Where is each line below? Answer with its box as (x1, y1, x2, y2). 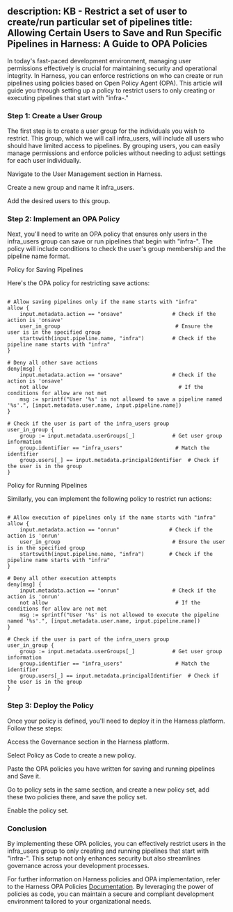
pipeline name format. (7, 252, 70, 260)
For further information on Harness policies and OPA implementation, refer (7, 875, 220, 883)
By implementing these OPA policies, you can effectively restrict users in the (7, 840, 226, 847)
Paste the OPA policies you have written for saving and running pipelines (7, 765, 216, 773)
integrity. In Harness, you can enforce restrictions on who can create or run (7, 71, 223, 79)
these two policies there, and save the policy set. (7, 792, 147, 801)
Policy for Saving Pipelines (7, 266, 83, 274)
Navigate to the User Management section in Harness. (7, 170, 163, 178)
